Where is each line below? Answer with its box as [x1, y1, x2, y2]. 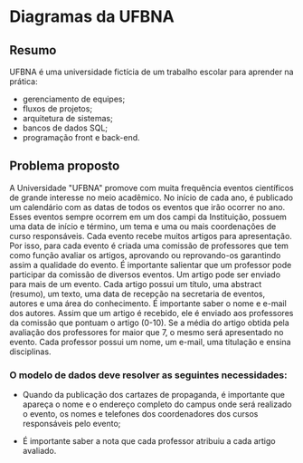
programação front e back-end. [22, 132, 140, 142]
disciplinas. [9, 346, 52, 357]
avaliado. [22, 446, 57, 457]
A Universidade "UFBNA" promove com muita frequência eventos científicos [9, 182, 294, 193]
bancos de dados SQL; [22, 122, 109, 133]
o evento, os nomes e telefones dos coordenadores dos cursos [22, 409, 259, 420]
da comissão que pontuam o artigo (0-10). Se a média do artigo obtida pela [9, 317, 289, 328]
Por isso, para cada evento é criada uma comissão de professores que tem [9, 240, 289, 251]
